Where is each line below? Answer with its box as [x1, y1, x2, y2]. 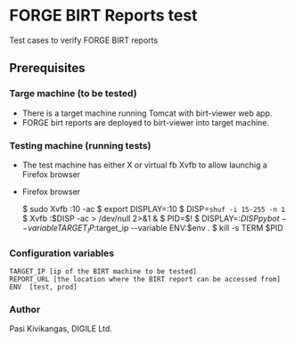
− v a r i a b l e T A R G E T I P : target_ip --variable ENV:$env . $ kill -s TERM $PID [21, 222, 283, 235]
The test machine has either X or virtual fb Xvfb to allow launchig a [21, 159, 267, 170]
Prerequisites [9, 61, 86, 76]
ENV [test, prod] [9, 282, 78, 292]
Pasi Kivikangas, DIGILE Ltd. [9, 323, 113, 334]
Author [9, 303, 41, 315]
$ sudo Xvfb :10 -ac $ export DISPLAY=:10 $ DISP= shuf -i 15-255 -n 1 [21, 203, 285, 214]
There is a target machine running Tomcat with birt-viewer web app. [21, 108, 273, 118]
